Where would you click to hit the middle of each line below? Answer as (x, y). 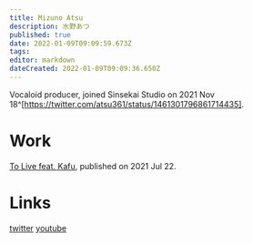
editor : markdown (42, 60)
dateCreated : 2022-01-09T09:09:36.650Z (85, 69)
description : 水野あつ (50, 26)
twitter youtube (38, 228)
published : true (40, 35)
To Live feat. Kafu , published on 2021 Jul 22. (93, 166)
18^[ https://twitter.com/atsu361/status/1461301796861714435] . (126, 104)
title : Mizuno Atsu (46, 18)
